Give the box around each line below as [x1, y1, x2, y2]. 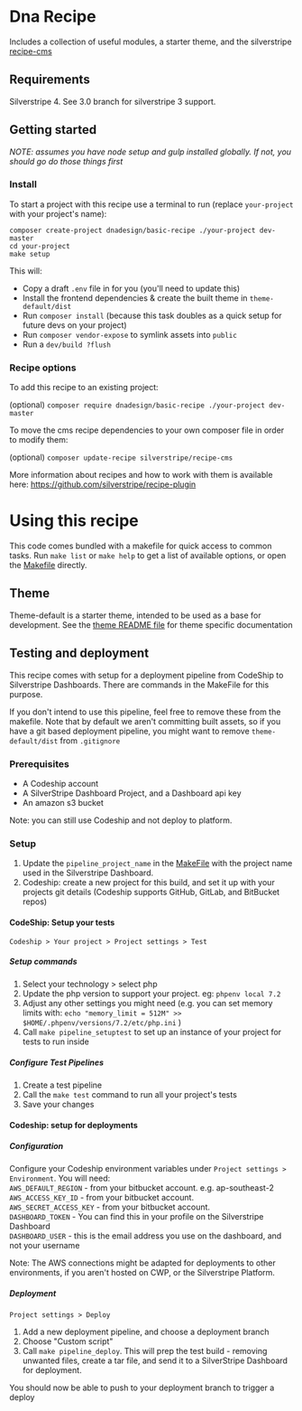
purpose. [9, 688, 43, 699]
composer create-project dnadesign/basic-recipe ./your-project [9, 226, 256, 235]
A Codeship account [22, 779, 99, 790]
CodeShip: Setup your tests [9, 917, 115, 928]
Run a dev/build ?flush [22, 339, 111, 350]
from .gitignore [59, 734, 121, 746]
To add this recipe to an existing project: [9, 382, 160, 393]
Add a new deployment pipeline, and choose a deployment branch [22, 1326, 270, 1337]
